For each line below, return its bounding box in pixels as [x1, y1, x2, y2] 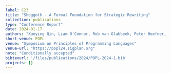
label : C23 [5, 7, 29, 13]
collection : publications [5, 17, 61, 22]
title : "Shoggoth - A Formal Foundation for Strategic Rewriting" [5, 12, 150, 17]
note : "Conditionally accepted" [5, 50, 74, 56]
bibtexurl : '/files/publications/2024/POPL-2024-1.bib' [5, 55, 127, 61]
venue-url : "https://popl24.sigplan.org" [5, 46, 96, 51]
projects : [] [5, 60, 33, 65]
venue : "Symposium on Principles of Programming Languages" [5, 41, 137, 46]
